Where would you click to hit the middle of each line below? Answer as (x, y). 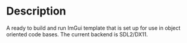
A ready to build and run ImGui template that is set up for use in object (93, 28)
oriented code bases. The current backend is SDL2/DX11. (77, 34)
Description (36, 11)
